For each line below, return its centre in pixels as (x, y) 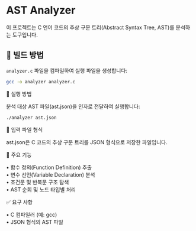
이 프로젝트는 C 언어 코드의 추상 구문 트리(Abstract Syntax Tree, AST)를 (90, 27)
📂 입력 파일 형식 (25, 129)
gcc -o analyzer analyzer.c (41, 82)
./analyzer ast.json (32, 118)
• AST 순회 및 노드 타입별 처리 (41, 189)
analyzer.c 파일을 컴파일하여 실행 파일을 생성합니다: (67, 70)
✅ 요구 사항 (20, 202)
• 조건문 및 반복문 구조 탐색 (38, 182)
